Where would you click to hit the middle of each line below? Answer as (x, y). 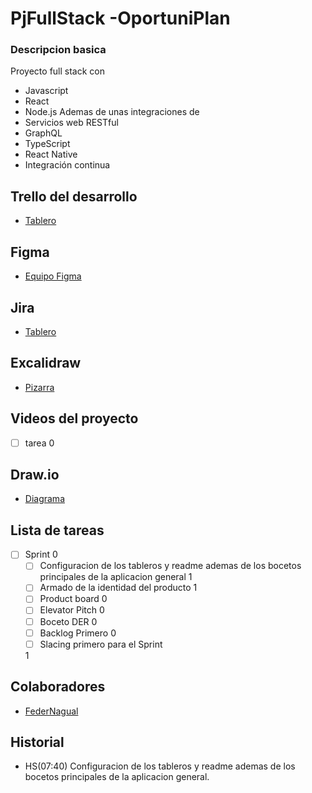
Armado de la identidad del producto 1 (118, 588)
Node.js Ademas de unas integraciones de (112, 112)
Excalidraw (46, 363)
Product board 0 (73, 599)
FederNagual (51, 711)
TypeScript (47, 144)
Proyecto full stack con (57, 71)
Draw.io (35, 475)
